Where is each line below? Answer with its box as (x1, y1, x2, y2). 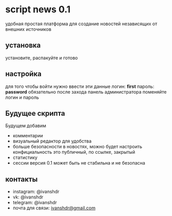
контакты (5, 175, 38, 184)
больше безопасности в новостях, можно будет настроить (12, 143, 143, 150)
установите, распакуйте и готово (5, 55, 78, 61)
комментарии (12, 133, 43, 139)
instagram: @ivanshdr (12, 189, 60, 195)
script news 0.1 (5, 4, 71, 15)
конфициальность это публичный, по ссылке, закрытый (12, 149, 135, 155)
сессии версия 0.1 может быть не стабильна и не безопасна (12, 160, 145, 166)
